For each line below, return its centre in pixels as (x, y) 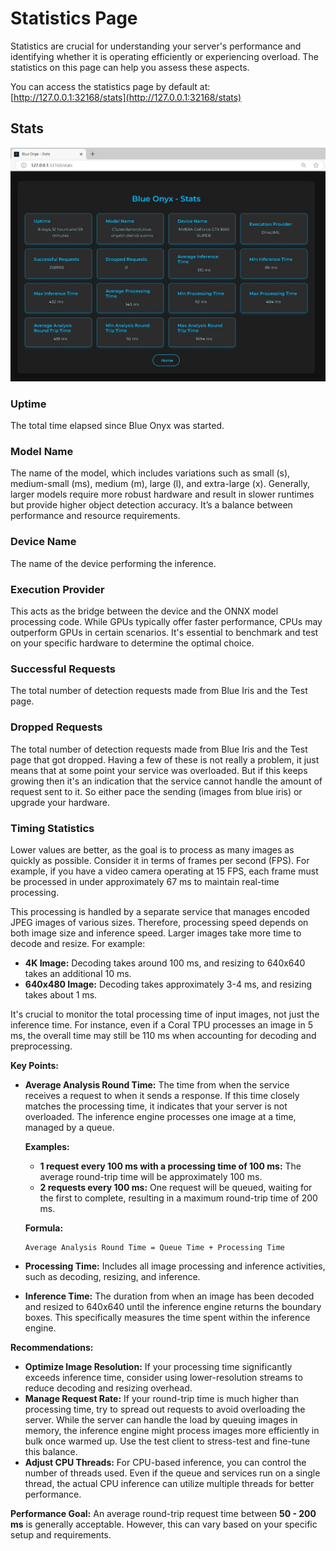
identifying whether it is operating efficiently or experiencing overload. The (164, 56)
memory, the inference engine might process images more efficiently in (172, 1430)
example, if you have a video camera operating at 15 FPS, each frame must (164, 871)
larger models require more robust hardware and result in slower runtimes (162, 494)
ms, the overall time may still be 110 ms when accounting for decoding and (163, 1035)
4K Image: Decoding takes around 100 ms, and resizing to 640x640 (165, 963)
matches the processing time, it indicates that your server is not (156, 1106)
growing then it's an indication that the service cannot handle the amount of (166, 781)
